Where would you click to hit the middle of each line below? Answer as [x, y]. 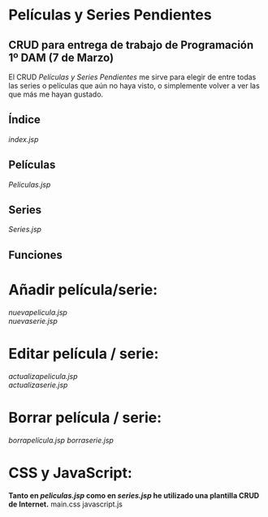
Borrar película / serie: [85, 418]
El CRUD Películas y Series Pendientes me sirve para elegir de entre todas [132, 77]
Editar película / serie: [84, 353]
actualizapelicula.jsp [43, 376]
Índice [24, 120]
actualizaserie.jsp [38, 385]
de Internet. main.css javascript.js [66, 504]
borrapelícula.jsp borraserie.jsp [61, 440]
